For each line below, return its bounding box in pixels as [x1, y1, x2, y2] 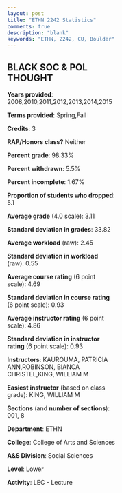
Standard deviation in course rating [7, 293, 110, 301]
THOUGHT [7, 72, 53, 83]
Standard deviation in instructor [7, 334, 100, 343]
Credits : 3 [7, 124, 36, 132]
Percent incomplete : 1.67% [7, 177, 85, 186]
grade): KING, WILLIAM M [7, 390, 80, 399]
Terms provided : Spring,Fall [7, 111, 87, 119]
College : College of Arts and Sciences [7, 438, 115, 446]
